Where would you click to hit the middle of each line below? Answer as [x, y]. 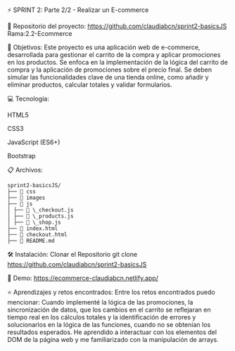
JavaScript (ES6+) [34, 142]
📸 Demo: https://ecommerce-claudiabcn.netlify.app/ [83, 278]
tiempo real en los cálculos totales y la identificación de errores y [102, 317]
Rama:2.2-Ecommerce [40, 33]
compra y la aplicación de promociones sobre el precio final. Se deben [110, 70]
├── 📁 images [26, 198]
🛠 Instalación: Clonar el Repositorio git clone [72, 254]
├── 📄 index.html [33, 229]
